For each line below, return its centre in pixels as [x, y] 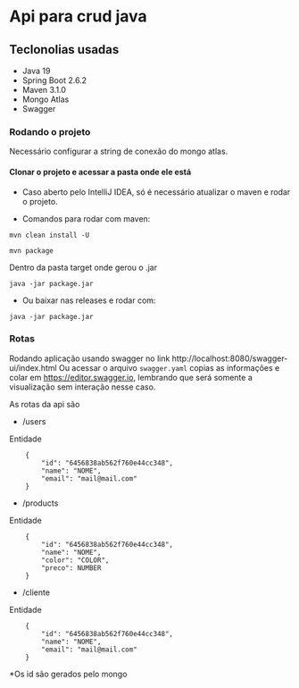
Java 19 [36, 71]
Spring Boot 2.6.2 [54, 80]
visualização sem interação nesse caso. [83, 387]
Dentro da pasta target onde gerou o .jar [83, 267]
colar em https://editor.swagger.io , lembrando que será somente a [131, 377]
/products [40, 503]
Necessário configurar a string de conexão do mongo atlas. [119, 151]
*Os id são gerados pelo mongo [68, 674]
